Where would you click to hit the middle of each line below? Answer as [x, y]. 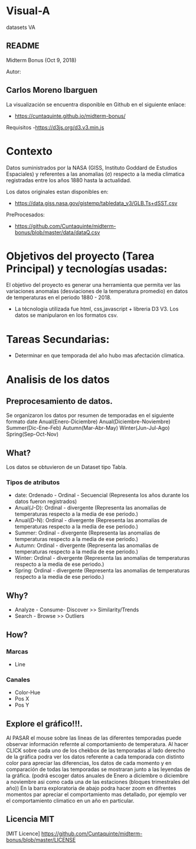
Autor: [14, 72]
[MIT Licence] [23, 833]
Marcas [17, 652]
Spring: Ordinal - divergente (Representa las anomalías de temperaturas [102, 571]
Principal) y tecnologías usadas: [87, 269]
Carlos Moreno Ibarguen [52, 90]
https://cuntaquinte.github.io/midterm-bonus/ [70, 116]
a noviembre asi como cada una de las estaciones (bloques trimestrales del [98, 782]
